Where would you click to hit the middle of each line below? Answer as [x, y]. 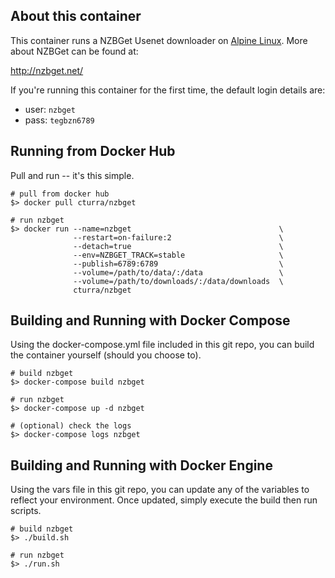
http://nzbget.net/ [47, 70]
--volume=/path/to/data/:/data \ [178, 272]
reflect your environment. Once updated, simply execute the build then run [164, 500]
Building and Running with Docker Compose [150, 320]
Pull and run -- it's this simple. [72, 175]
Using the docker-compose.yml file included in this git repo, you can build [162, 345]
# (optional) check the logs [71, 426]
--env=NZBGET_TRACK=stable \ [178, 255]
